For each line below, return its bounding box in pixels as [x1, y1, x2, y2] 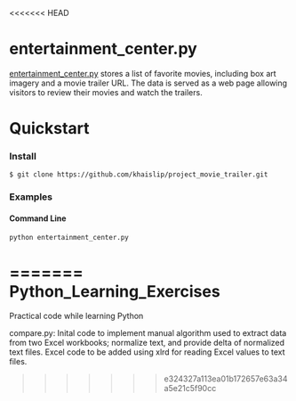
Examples [9, 191, 53, 203]
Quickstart [9, 119, 91, 139]
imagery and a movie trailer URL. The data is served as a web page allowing [9, 78, 287, 88]
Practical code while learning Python [9, 311, 144, 322]
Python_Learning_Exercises [9, 281, 220, 301]
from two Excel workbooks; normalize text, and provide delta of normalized [9, 338, 285, 348]
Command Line [9, 213, 67, 224]
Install [9, 151, 37, 163]
